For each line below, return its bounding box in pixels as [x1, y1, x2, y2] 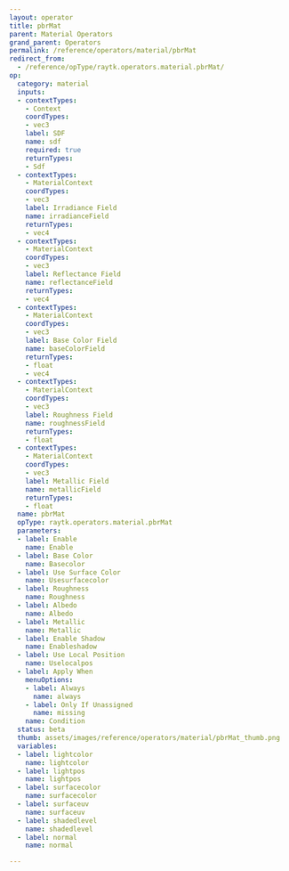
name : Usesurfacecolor [25, 576, 109, 585]
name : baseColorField [25, 344, 105, 353]
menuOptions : [25, 675, 74, 684]
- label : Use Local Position [17, 651, 125, 660]
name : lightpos [25, 775, 82, 784]
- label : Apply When [17, 667, 93, 676]
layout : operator [9, 12, 74, 22]
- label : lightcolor [17, 750, 93, 759]
